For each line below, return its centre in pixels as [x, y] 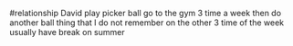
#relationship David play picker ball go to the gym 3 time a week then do [145, 13]
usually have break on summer [67, 32]
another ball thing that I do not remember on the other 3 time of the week [147, 23]
